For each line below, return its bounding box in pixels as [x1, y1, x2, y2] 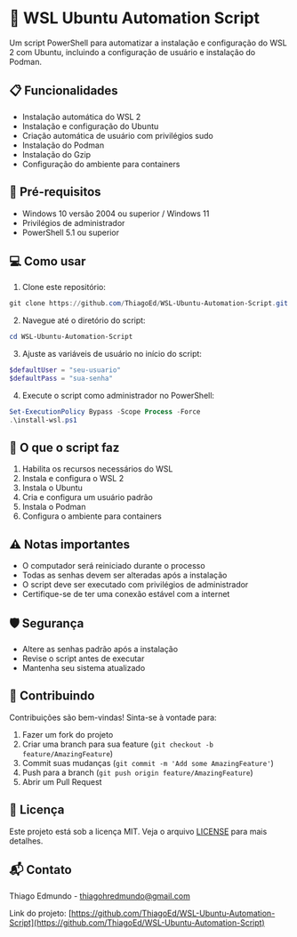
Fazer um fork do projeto [21, 729, 114, 739]
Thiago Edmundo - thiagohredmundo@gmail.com [9, 890, 191, 901]
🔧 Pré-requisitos [9, 184, 101, 199]
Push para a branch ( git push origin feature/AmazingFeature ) [21, 767, 253, 778]
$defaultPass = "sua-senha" [9, 374, 114, 383]
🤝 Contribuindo [9, 689, 95, 704]
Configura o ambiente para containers [21, 511, 162, 521]
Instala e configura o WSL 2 [21, 473, 124, 484]
